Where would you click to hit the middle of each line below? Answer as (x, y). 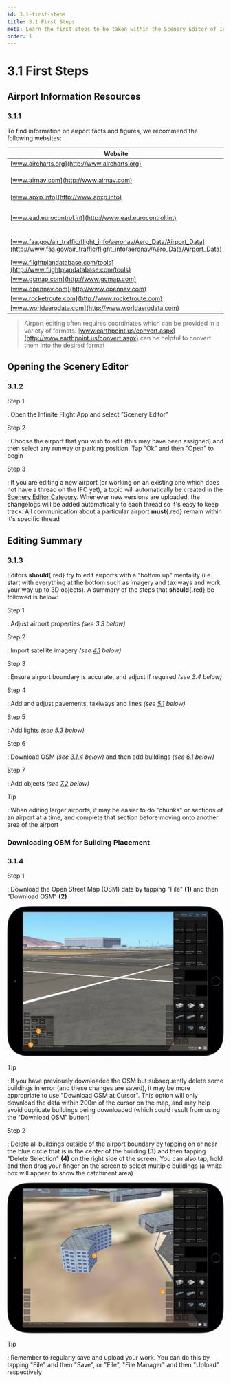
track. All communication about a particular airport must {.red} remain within (114, 511)
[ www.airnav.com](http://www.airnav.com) (71, 180)
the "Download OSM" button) (49, 1118)
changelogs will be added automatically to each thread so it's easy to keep (113, 505)
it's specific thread (34, 519)
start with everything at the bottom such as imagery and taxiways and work (114, 582)
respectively (25, 1372)
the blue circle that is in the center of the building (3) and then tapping (107, 1151)
